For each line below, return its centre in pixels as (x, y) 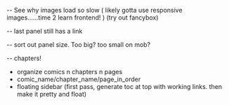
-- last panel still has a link (45, 31)
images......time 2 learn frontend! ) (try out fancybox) (83, 17)
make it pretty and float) (52, 94)
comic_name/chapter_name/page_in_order (79, 79)
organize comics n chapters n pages (70, 72)
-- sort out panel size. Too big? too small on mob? (79, 44)
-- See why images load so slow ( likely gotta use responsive (95, 10)
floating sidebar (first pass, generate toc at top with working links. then (119, 86)
